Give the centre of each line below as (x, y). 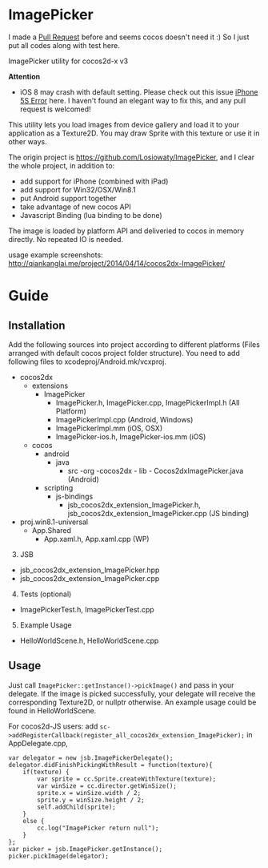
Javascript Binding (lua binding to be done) (91, 215)
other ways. (28, 141)
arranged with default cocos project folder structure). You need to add (124, 353)
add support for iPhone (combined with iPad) (94, 181)
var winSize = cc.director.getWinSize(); (107, 786)
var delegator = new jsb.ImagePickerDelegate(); (91, 758)
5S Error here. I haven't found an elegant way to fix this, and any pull (133, 100)
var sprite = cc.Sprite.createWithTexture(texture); (127, 779)
